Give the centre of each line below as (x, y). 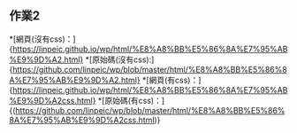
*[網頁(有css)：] (171, 80)
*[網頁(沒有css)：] (43, 39)
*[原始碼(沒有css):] (120, 59)
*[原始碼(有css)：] (131, 100)
